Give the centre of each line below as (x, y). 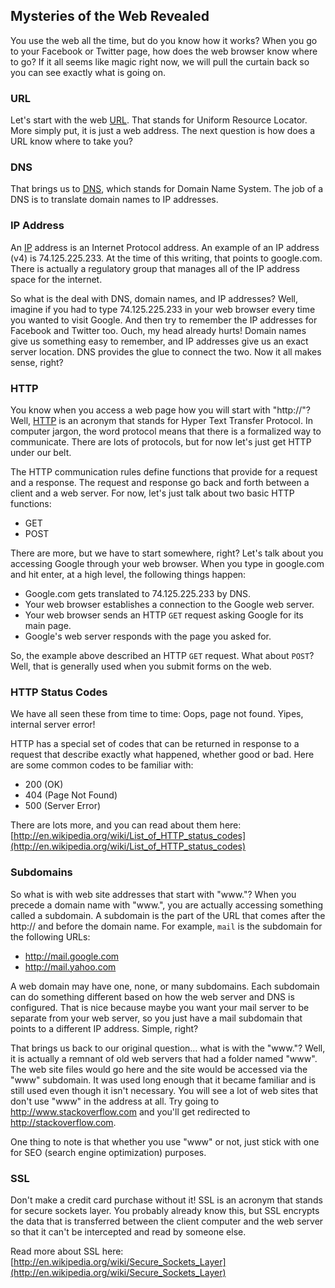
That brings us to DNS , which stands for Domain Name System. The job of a (167, 189)
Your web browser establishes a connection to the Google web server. (169, 604)
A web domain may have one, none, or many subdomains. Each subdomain (165, 986)
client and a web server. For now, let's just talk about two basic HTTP (152, 493)
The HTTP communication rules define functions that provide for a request (164, 472)
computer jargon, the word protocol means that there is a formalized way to (166, 431)
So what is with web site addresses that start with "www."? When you (153, 894)
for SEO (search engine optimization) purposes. (108, 1152)
